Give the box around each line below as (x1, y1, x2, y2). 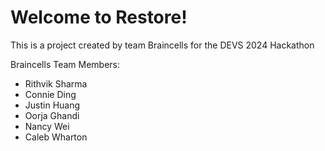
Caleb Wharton (24, 131, 88, 143)
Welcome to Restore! (10, 6, 188, 29)
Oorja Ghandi (24, 109, 80, 121)
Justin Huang (24, 99, 81, 111)
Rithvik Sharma (24, 77, 88, 90)
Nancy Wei (24, 120, 70, 132)
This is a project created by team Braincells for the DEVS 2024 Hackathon (10, 39, 315, 51)
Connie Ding (24, 88, 77, 100)
